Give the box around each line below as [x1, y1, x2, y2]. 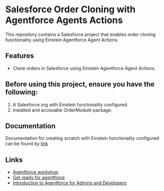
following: [5, 88, 38, 97]
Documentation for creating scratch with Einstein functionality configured [5, 135, 159, 141]
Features [5, 52, 34, 60]
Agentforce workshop [12, 169, 59, 175]
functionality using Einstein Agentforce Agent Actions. [5, 37, 119, 43]
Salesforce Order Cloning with [5, 4, 136, 15]
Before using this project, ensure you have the [5, 80, 155, 89]
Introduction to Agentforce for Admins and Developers [12, 180, 127, 186]
